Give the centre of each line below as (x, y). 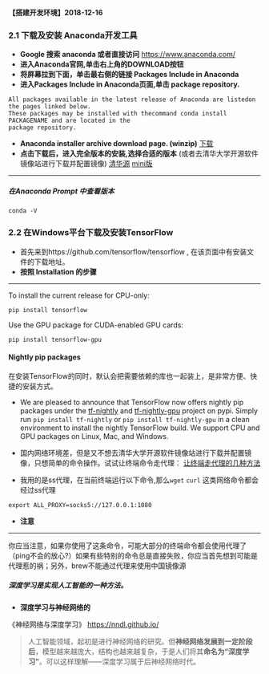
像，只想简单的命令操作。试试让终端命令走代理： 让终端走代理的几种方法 (140, 463)
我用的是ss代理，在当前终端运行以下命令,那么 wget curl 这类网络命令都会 (139, 480)
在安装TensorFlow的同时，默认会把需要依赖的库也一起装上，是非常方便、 (129, 376)
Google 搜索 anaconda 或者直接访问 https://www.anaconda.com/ (128, 55)
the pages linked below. (50, 107)
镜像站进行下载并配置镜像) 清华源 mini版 (86, 164)
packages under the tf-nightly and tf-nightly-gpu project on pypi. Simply (139, 410)
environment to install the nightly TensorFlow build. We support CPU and (140, 428)
